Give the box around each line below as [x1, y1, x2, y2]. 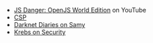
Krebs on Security [13, 28, 66, 36]
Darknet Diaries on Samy [13, 21, 86, 28]
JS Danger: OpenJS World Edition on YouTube [13, 6, 147, 14]
